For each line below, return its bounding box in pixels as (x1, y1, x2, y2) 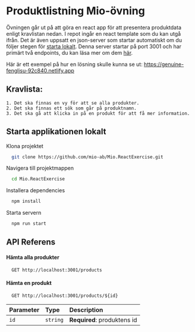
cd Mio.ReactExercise (11, 176, 65, 182)
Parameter (9, 305, 40, 314)
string (45, 317, 64, 323)
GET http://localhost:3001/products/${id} (11, 293, 118, 299)
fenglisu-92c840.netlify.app (6, 67, 74, 74)
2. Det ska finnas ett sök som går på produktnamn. (6, 105, 137, 111)
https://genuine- (143, 61, 184, 68)
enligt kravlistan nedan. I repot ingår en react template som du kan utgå (6, 30, 181, 37)
